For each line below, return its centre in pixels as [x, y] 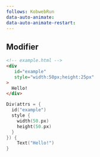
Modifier [22, 47]
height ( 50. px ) [34, 126]
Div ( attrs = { [24, 105]
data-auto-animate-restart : [41, 23]
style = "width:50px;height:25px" [54, 77]
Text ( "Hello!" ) [36, 143]
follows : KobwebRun [30, 12]
